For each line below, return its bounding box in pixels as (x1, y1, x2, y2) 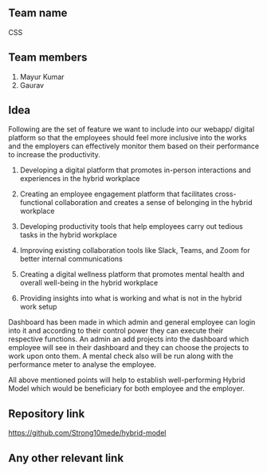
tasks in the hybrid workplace (19, 231, 117, 240)
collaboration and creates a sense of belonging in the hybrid (54, 198, 253, 207)
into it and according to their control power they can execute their (8, 326, 224, 336)
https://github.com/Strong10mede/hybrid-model (8, 428, 167, 438)
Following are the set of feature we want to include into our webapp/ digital (8, 124, 255, 134)
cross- (214, 189, 237, 199)
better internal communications (19, 254, 124, 264)
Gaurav (19, 80, 45, 90)
